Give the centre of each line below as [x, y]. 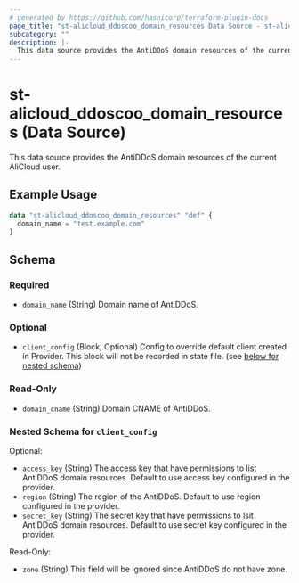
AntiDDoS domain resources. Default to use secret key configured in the [154, 525]
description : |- [39, 42]
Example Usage [53, 195]
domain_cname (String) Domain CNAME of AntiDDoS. [116, 408]
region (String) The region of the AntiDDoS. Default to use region [141, 497]
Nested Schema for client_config [83, 431]
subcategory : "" [39, 34]
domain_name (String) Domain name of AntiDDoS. [110, 305]
